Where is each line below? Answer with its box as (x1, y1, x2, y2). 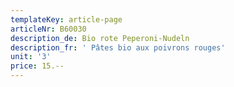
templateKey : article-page (10, 14, 123, 25)
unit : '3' (10, 52, 52, 62)
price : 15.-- (10, 61, 65, 71)
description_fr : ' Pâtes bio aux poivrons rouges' (10, 42, 226, 53)
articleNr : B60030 (10, 24, 87, 34)
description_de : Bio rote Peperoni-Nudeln (10, 33, 190, 43)
